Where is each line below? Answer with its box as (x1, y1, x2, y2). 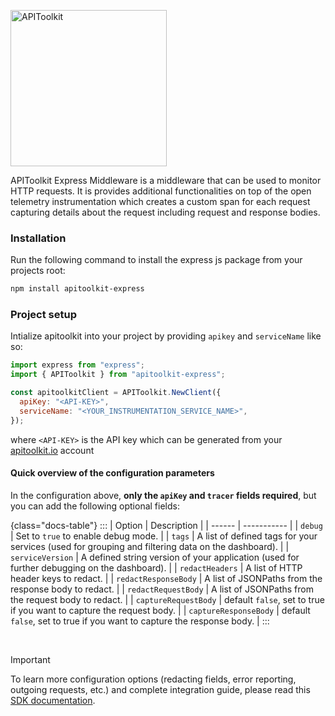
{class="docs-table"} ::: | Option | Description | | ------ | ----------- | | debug (10, 519, 323, 531)
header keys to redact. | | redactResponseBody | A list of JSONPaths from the (10, 572, 323, 584)
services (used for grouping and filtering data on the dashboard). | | (10, 540, 290, 552)
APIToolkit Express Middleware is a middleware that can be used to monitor (10, 175, 322, 186)
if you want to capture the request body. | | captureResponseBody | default (10, 604, 311, 616)
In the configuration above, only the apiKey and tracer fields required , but (10, 489, 317, 501)
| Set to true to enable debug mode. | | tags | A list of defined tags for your (10, 530, 318, 542)
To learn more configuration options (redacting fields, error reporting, (10, 673, 297, 685)
